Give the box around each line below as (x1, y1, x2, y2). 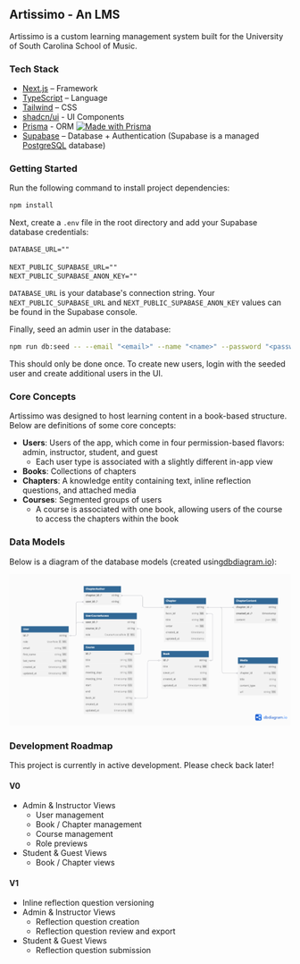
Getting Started (9, 163, 78, 175)
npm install (9, 201, 54, 210)
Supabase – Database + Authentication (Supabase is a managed (21, 131, 260, 141)
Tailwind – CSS (21, 102, 78, 113)
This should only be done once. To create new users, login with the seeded (9, 359, 286, 369)
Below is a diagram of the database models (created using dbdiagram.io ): (9, 556, 278, 567)
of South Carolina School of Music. (9, 40, 137, 51)
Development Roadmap (9, 740, 113, 752)
